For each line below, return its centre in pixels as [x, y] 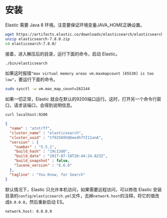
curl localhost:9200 [27, 115]
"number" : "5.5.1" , [35, 147]
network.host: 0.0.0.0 [29, 211]
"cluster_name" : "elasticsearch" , [46, 133]
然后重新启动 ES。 [48, 202]
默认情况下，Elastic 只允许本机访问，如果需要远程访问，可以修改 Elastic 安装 [83, 189]
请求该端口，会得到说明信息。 [44, 106]
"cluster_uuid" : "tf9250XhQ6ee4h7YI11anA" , [56, 137]
